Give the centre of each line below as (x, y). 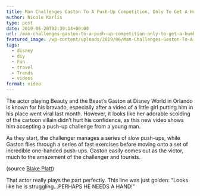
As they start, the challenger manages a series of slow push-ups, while (93, 138)
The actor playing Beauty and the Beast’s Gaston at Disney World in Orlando (100, 101)
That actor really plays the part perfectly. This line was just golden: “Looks (97, 180)
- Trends (22, 73)
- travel (22, 67)
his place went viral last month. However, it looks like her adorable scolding (98, 114)
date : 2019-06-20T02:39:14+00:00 (48, 28)
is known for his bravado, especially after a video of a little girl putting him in (100, 107)
